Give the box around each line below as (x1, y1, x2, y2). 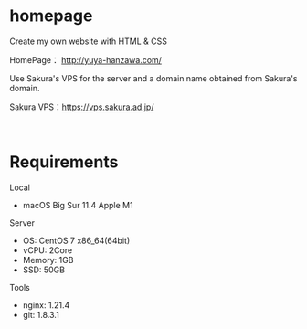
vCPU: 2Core (22, 244, 73, 256)
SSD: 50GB (22, 264, 66, 275)
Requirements (9, 152, 119, 173)
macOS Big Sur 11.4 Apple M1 (22, 199, 134, 210)
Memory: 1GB (22, 254, 74, 265)
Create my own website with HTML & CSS (9, 36, 167, 47)
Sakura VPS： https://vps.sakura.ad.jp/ (9, 101, 154, 112)
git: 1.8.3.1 (22, 309, 59, 320)
